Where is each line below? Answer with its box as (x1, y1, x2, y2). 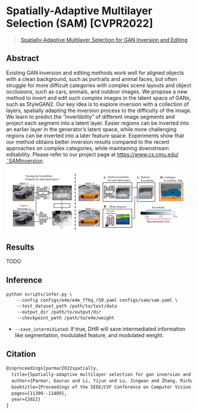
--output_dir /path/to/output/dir (16, 309, 101, 315)
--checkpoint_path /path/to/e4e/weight (16, 315, 115, 321)
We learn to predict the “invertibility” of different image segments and (6, 113, 175, 120)
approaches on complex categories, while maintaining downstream (6, 144, 169, 151)
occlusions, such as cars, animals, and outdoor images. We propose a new (6, 88, 187, 95)
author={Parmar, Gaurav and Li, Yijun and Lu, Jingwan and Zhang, (11, 377, 178, 384)
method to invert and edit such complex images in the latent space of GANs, (6, 94, 192, 101)
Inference (6, 275, 42, 285)
